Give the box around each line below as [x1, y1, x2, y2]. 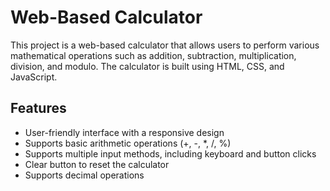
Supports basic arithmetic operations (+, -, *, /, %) [24, 137, 232, 149]
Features [10, 100, 67, 117]
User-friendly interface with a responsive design [24, 126, 225, 138]
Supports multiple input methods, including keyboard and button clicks [24, 147, 317, 160]
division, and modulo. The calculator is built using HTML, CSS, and [10, 60, 285, 72]
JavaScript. [10, 71, 58, 83]
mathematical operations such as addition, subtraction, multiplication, [10, 49, 297, 61]
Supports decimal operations [24, 169, 145, 181]
